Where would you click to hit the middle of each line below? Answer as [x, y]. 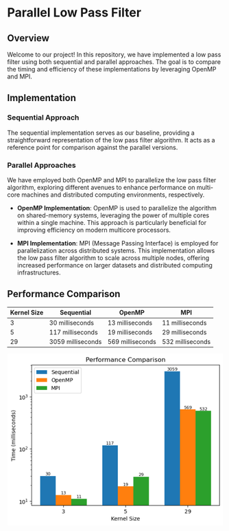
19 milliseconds [130, 332]
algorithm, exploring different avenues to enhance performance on [101, 187]
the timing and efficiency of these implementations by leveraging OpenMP [112, 69]
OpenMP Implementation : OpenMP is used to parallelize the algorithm [117, 208]
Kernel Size [27, 313]
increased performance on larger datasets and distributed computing [114, 265]
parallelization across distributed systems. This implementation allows [116, 250]
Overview [28, 38]
